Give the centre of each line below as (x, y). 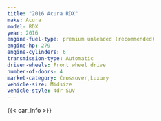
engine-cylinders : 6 (37, 53)
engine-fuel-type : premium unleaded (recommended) (81, 39)
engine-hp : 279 (29, 46)
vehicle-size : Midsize (40, 84)
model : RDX (23, 26)
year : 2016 (23, 33)
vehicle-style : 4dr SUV (41, 91)
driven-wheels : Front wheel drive (57, 65)
